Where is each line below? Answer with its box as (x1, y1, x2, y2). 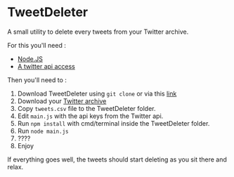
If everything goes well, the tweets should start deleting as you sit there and (7, 155, 227, 164)
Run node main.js (17, 126, 69, 135)
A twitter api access (17, 62, 75, 70)
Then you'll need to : (7, 75, 67, 84)
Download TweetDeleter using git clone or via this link (17, 89, 177, 98)
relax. (7, 162, 24, 171)
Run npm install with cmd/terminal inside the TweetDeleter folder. (17, 119, 210, 127)
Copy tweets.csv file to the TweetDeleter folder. (17, 104, 156, 112)
